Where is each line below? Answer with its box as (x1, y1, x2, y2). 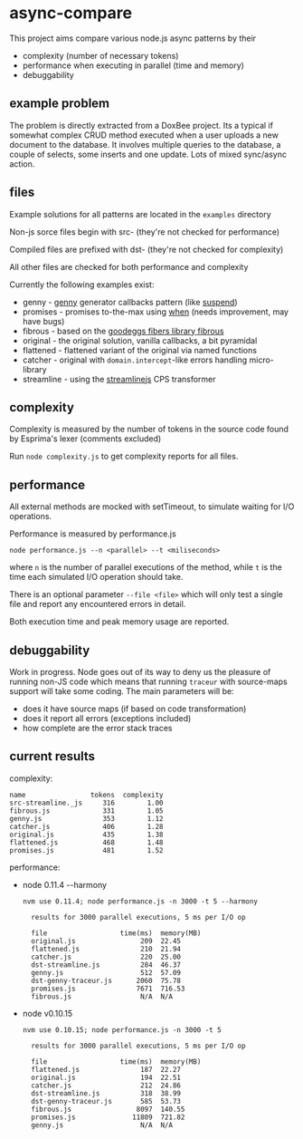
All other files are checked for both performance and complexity (9, 261, 249, 272)
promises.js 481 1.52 (9, 845, 165, 854)
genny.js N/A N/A (31, 1120, 174, 1130)
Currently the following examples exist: (9, 279, 155, 290)
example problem (9, 96, 110, 111)
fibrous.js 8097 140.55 (31, 1105, 185, 1114)
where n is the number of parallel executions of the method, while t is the (9, 562, 282, 573)
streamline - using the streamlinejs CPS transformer (22, 373, 216, 384)
